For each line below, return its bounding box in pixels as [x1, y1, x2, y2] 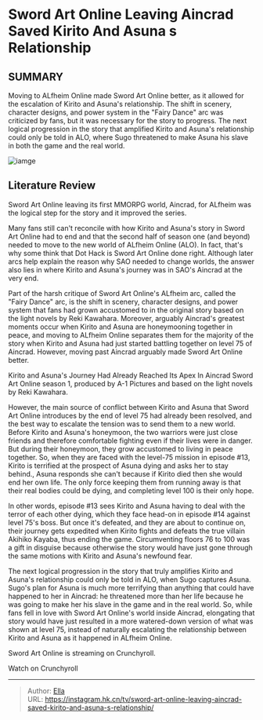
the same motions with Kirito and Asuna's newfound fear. [8, 551, 193, 561]
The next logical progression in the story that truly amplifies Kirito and [8, 566, 233, 576]
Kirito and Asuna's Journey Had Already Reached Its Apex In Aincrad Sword [8, 371, 254, 380]
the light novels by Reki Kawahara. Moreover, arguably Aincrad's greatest [8, 313, 245, 323]
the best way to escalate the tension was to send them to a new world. [8, 418, 236, 429]
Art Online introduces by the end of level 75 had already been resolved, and [8, 411, 252, 420]
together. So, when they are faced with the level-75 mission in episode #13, [8, 452, 250, 462]
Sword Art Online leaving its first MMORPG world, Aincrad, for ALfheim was [8, 199, 252, 209]
